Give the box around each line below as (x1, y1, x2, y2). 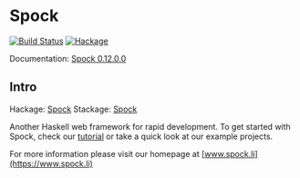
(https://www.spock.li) (9, 158, 93, 169)
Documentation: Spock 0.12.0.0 (9, 53, 127, 64)
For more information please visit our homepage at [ (9, 148, 205, 159)
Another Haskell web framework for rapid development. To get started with (9, 121, 292, 132)
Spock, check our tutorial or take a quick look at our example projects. (9, 131, 274, 142)
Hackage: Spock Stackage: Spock (9, 104, 138, 114)
